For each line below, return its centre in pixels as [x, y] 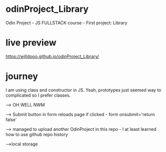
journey [22, 76]
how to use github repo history [37, 134]
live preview [31, 43]
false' [11, 119]
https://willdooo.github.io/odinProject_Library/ [52, 56]
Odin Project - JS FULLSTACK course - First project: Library [66, 23]
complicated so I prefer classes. [38, 95]
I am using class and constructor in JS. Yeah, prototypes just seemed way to [83, 90]
